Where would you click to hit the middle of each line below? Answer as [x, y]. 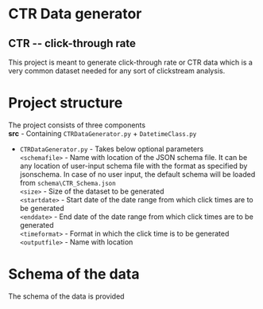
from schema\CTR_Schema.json [68, 182]
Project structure [66, 103]
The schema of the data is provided [66, 296]
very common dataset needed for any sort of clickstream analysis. [117, 71]
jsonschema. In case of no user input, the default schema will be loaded [137, 174]
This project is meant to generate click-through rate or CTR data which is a [130, 62]
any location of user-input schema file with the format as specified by [133, 166]
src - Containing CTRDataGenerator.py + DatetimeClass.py [102, 133]
